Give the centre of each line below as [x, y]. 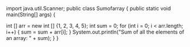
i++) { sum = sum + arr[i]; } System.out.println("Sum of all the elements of [95, 32]
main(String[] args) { [31, 15]
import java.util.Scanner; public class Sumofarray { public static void [89, 8]
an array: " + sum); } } [32, 38]
